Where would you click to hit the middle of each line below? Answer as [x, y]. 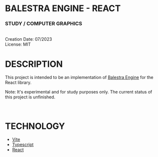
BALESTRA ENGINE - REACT [63, 8]
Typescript [23, 145]
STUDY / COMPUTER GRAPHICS [44, 24]
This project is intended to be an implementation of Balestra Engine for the [79, 78]
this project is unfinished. [30, 97]
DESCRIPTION [34, 64]
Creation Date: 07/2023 [29, 39]
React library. [18, 82]
